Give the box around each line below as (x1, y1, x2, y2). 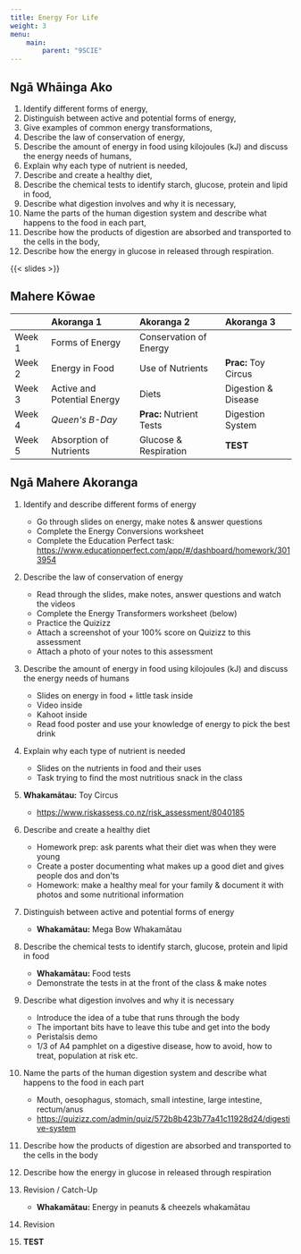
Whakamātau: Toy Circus (22, 789, 119, 801)
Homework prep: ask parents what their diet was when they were (36, 842, 277, 852)
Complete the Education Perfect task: (36, 535, 175, 546)
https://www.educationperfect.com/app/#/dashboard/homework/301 (36, 545, 291, 555)
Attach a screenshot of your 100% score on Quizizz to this (36, 627, 251, 638)
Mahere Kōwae (10, 289, 96, 304)
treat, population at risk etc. (36, 1050, 138, 1061)
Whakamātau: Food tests (36, 968, 131, 979)
